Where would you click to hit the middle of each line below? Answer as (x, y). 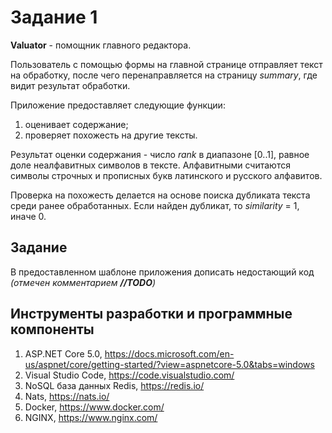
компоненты (52, 329)
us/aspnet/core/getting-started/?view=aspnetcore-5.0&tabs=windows (169, 364)
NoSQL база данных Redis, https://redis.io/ (114, 385)
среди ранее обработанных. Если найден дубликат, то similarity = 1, (155, 205)
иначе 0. (28, 216)
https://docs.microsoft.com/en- (169, 353)
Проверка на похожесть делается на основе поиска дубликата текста (160, 195)
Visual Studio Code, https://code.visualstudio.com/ (129, 375)
